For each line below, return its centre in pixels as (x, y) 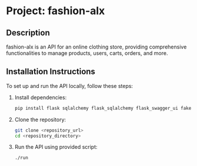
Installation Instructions (51, 72)
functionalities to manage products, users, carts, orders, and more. (87, 53)
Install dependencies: (41, 97)
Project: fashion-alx (56, 11)
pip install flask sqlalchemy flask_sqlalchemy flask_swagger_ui (96, 108)
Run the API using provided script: (56, 147)
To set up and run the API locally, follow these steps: (70, 86)
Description (28, 33)
